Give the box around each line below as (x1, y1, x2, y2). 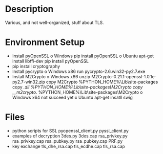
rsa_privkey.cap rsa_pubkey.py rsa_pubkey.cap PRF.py (12, 138, 123, 144)
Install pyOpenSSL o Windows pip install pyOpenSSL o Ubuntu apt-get (12, 53, 154, 59)
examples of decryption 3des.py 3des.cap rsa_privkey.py (12, 133, 128, 139)
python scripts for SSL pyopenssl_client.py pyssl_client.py (12, 128, 129, 133)
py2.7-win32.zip (12, 79, 45, 85)
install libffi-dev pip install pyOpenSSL (12, 58, 89, 64)
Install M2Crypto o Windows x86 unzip (12, 73, 91, 79)
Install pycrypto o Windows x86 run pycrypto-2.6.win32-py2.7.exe (12, 68, 145, 74)
